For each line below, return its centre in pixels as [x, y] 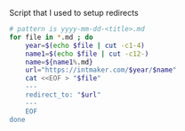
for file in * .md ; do [51, 37]
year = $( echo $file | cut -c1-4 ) [85, 45]
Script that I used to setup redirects [74, 13]
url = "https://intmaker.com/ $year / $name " [101, 70]
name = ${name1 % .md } [59, 62]
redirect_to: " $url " [63, 95]
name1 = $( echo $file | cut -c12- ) [87, 54]
